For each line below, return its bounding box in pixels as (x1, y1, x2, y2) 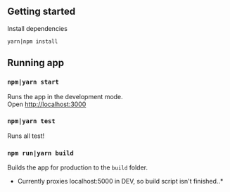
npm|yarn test (7, 117, 56, 125)
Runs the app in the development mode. (7, 92, 123, 101)
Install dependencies (7, 24, 68, 32)
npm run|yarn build (7, 149, 74, 157)
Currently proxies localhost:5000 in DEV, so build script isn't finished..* (17, 177, 224, 186)
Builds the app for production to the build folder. (7, 163, 148, 172)
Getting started (7, 6, 76, 18)
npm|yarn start (7, 78, 60, 87)
